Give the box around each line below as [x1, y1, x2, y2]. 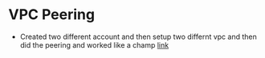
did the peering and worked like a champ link [19, 40, 169, 49]
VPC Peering [8, 6, 95, 24]
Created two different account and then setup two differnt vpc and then [19, 32, 257, 41]
